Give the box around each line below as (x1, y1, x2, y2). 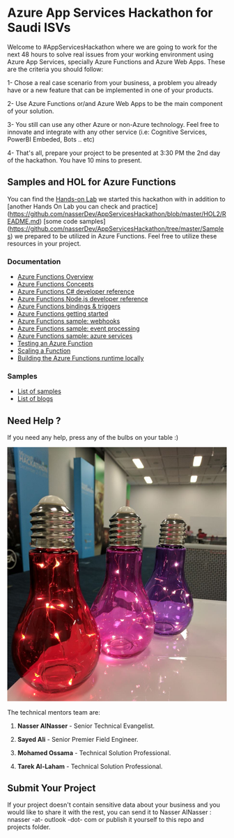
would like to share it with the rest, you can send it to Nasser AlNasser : (7, 808, 212, 816)
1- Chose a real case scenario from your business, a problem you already (7, 78, 217, 86)
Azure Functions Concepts (17, 280, 94, 289)
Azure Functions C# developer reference (17, 287, 134, 296)
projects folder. (7, 823, 51, 831)
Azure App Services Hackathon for (7, 5, 214, 21)
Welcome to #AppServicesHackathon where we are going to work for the (7, 43, 217, 51)
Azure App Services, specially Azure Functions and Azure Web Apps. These (7, 57, 226, 66)
